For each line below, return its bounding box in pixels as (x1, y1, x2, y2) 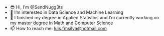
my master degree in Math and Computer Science (10, 20, 113, 26)
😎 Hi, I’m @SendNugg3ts (10, 4, 63, 10)
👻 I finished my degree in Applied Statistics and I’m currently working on (10, 15, 159, 20)
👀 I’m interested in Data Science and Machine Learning (10, 9, 124, 15)
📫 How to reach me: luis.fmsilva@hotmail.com (10, 26, 107, 31)
